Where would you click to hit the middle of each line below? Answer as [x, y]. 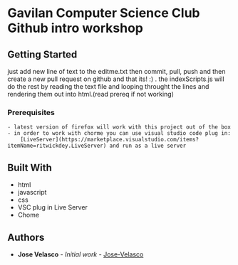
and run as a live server [148, 146]
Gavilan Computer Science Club [104, 13]
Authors [26, 237]
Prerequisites [31, 112]
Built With [30, 167]
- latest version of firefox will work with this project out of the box [119, 127]
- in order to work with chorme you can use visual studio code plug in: [119, 134]
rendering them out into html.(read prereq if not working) [91, 94]
